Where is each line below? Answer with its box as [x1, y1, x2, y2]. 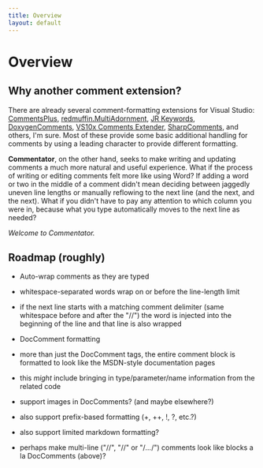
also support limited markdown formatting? [19, 428, 160, 437]
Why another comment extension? [8, 84, 182, 98]
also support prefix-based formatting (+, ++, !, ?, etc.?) [19, 412, 197, 422]
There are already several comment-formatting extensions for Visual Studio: [8, 105, 255, 114]
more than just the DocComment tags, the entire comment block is [19, 350, 236, 359]
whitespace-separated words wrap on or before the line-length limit [19, 287, 240, 297]
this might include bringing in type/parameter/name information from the [19, 373, 255, 383]
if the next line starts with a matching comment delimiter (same [19, 302, 224, 312]
